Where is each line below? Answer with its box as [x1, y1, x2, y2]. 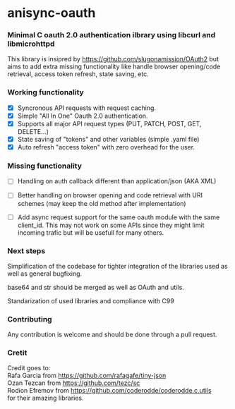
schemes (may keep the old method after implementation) [17, 199, 186, 207]
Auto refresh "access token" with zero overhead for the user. [17, 143, 195, 152]
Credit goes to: [7, 364, 51, 372]
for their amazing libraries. [7, 393, 84, 403]
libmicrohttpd [7, 39, 55, 49]
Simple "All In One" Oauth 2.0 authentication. [17, 111, 148, 120]
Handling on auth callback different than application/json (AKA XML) [17, 177, 217, 185]
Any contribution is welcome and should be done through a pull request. [7, 330, 217, 339]
